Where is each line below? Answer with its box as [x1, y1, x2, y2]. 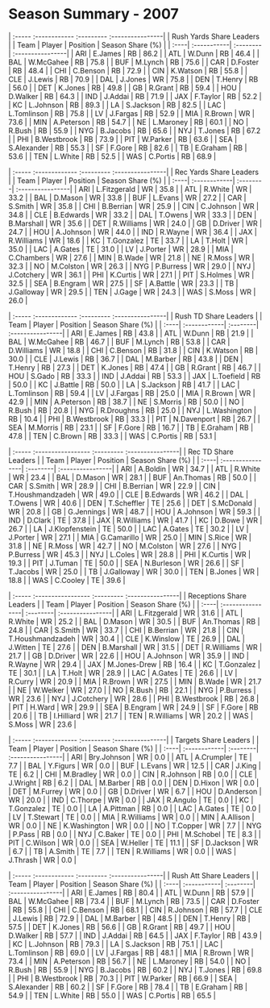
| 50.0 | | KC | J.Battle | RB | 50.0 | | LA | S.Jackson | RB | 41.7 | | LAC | [8, 380, 240, 389]
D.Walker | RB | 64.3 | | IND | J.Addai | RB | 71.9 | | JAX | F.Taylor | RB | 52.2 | [8, 91, 262, 101]
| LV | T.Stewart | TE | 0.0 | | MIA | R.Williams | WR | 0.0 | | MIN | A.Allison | [8, 812, 255, 822]
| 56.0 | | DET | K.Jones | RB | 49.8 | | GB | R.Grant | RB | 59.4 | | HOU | [8, 82, 242, 93]
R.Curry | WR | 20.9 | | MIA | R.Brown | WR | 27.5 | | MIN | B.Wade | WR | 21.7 [8, 677, 262, 686]
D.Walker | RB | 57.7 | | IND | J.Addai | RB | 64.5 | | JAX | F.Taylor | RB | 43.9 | [8, 931, 262, 940]
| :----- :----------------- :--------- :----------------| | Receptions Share [8, 590, 247, 601]
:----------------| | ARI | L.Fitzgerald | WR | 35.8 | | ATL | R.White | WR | [15, 184, 252, 194]
